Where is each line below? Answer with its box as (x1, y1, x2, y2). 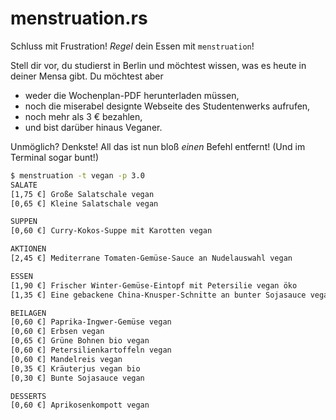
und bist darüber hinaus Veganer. (24, 121, 163, 133)
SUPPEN (10, 217, 38, 227)
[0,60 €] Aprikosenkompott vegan (10, 400, 150, 411)
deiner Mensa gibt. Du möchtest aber (10, 70, 164, 82)
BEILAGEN (10, 308, 47, 318)
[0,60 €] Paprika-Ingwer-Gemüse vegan (10, 317, 172, 327)
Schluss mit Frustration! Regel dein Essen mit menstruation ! (10, 40, 255, 52)
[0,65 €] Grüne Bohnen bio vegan (10, 336, 150, 346)
